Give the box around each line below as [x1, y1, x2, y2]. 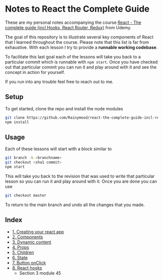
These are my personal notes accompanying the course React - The [5, 19, 142, 25]
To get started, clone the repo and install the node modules [5, 105, 123, 111]
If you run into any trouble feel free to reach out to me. [5, 79, 114, 85]
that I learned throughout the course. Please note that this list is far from [5, 39, 149, 45]
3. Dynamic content [12, 239, 51, 245]
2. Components [12, 234, 43, 240]
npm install [5, 120, 29, 124]
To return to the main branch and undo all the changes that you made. [5, 202, 145, 208]
